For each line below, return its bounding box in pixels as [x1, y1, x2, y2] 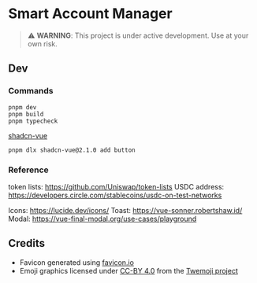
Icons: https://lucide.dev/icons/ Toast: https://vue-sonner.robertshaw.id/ [8, 205, 243, 215]
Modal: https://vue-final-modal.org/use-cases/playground [8, 214, 197, 223]
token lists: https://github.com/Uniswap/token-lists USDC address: [8, 182, 225, 191]
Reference [8, 164, 49, 175]
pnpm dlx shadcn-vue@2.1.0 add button [8, 146, 136, 154]
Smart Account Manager [8, 5, 173, 23]
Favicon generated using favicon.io [19, 257, 134, 267]
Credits [8, 237, 46, 250]
